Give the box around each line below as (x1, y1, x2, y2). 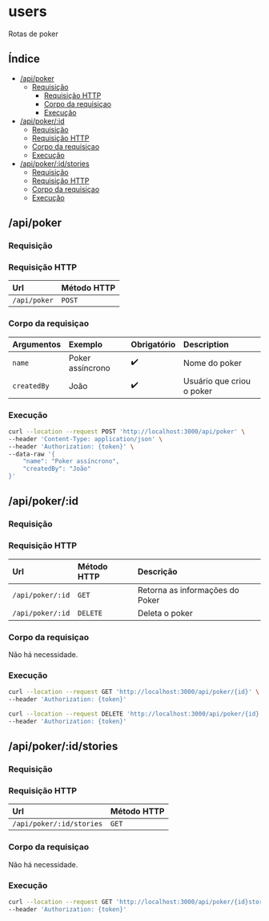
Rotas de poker (8, 29, 58, 39)
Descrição (137, 566, 178, 577)
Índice (8, 52, 40, 66)
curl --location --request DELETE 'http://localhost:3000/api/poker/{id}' (8, 710, 263, 718)
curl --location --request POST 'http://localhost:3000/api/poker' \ (8, 428, 246, 436)
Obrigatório (130, 339, 176, 350)
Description (183, 339, 230, 350)
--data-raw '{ (8, 450, 56, 458)
